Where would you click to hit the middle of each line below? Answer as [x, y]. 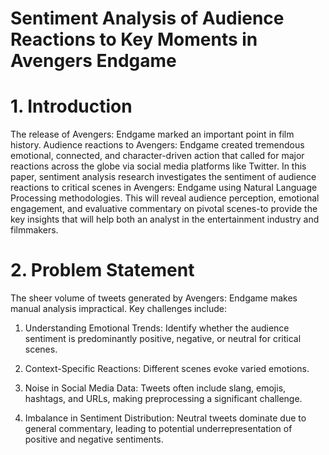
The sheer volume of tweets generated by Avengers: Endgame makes [154, 298]
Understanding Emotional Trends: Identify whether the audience [157, 328]
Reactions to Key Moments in [134, 39]
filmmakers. [34, 230]
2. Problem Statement [102, 270]
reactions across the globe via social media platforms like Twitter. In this [158, 166]
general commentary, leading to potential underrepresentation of [158, 429]
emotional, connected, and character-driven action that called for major [157, 156]
